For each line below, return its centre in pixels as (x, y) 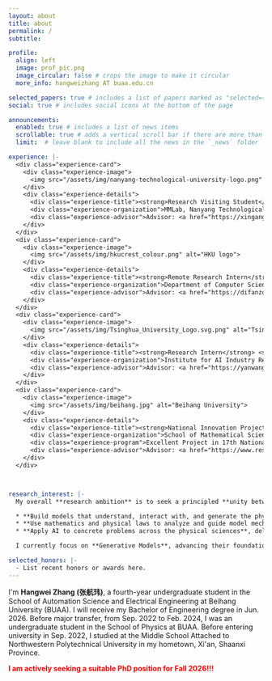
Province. (24, 653)
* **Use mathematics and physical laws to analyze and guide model (132, 524)
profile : (23, 53)
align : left (36, 61)
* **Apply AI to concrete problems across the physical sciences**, (134, 531)
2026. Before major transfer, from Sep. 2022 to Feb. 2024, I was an (121, 618)
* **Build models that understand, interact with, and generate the (134, 516)
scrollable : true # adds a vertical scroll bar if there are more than (139, 135)
